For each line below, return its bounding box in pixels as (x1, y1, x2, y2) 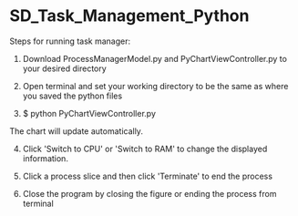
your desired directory (22, 63, 107, 74)
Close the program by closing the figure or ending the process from (22, 188, 277, 199)
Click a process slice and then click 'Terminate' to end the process (22, 170, 273, 181)
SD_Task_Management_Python (9, 5, 250, 26)
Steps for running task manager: (9, 36, 130, 46)
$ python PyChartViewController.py (22, 108, 157, 118)
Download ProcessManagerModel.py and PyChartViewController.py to (22, 53, 287, 64)
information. (22, 152, 68, 164)
